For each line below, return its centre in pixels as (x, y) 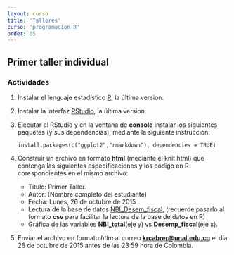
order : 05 (22, 33)
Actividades (28, 82)
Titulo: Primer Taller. (57, 187)
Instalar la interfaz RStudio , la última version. (82, 111)
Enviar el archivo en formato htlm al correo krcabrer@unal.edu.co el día (122, 237)
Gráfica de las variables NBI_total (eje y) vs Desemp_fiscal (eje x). (123, 224)
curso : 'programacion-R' (44, 27)
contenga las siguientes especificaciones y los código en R (103, 166)
